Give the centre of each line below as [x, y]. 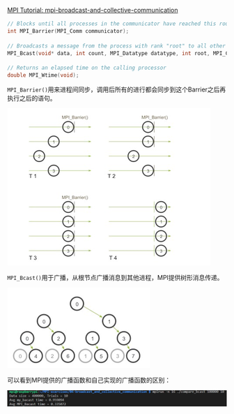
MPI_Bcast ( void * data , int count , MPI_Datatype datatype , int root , [109, 53]
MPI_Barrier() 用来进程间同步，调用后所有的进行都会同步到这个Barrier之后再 [117, 89]
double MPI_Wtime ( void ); [43, 75]
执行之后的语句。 [32, 98]
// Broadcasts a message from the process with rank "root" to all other [117, 46]
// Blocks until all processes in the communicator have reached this [112, 24]
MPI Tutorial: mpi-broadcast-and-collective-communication [93, 10]
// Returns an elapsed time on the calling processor [87, 68]
